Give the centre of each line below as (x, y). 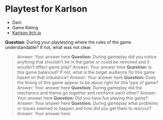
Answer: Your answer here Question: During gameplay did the (79, 87)
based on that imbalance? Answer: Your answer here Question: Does (86, 77)
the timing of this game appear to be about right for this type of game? (88, 82)
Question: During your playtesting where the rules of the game (68, 42)
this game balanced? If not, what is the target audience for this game (86, 72)
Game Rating (25, 27)
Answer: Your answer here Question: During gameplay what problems (87, 103)
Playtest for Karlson (46, 9)
